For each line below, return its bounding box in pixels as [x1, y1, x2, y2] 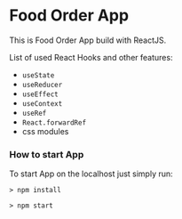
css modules [21, 126, 69, 136]
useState [21, 70, 55, 80]
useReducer [21, 80, 63, 89]
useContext [21, 99, 63, 108]
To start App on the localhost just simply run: [9, 168, 173, 179]
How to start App [9, 148, 84, 160]
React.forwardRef [21, 118, 87, 127]
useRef [21, 109, 47, 118]
